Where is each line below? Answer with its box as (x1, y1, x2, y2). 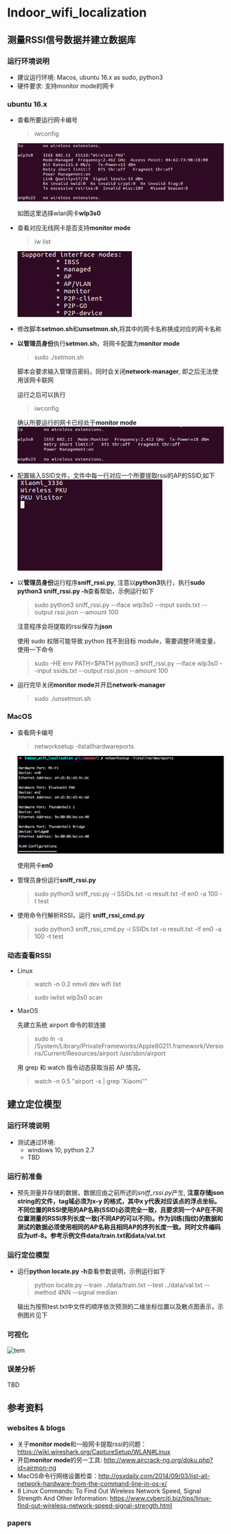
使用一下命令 (16, 645, 54, 654)
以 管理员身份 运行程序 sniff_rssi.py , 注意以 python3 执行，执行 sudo (16, 579, 205, 587)
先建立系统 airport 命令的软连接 (16, 1020, 107, 1029)
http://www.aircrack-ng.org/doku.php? (103, 1456, 213, 1464)
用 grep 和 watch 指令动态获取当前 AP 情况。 (16, 1063, 144, 1071)
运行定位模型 (7, 1250, 50, 1260)
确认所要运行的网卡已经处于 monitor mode (16, 418, 137, 427)
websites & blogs (7, 1423, 66, 1433)
